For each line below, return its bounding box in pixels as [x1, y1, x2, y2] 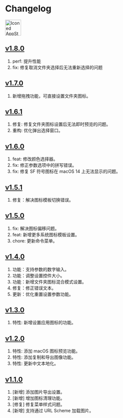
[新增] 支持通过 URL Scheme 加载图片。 [12, 408, 94, 414]
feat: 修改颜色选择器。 [12, 156, 58, 162]
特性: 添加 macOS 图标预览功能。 [12, 348, 80, 354]
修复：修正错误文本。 [12, 285, 56, 291]
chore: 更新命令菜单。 [12, 238, 58, 244]
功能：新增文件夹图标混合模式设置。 [12, 279, 87, 284]
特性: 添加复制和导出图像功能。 [12, 354, 76, 360]
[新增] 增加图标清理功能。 [12, 395, 65, 401]
